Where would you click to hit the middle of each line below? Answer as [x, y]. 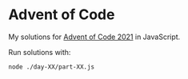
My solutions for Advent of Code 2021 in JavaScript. [94, 37]
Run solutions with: [40, 52]
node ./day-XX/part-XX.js [51, 67]
